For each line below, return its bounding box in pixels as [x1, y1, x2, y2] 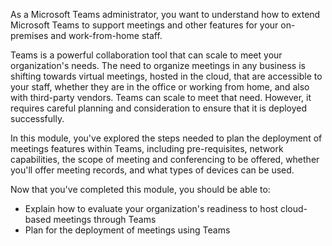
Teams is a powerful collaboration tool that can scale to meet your [10, 49, 283, 61]
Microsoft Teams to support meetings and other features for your [10, 19, 279, 31]
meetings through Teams [53, 214, 157, 225]
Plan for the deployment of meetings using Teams [24, 224, 231, 236]
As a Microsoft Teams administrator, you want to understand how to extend [10, 9, 321, 20]
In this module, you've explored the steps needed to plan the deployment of [10, 132, 323, 144]
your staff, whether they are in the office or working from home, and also [10, 81, 310, 93]
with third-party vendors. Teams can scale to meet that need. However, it [10, 92, 312, 103]
